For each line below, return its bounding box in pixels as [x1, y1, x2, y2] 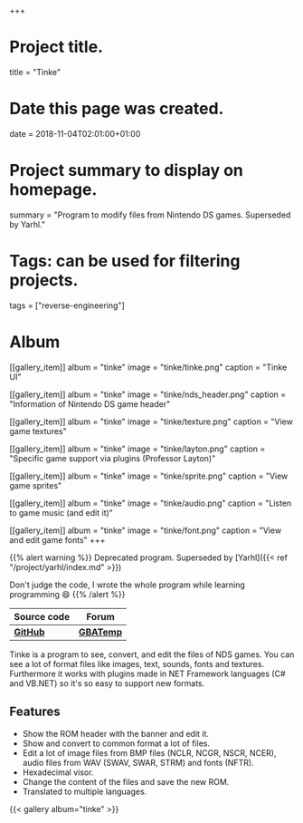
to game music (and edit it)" [9, 507, 113, 518]
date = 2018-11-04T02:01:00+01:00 [9, 128, 141, 139]
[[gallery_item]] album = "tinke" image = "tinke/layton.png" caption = [9, 443, 266, 454]
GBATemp [78, 625, 123, 638]
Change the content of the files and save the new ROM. [22, 776, 230, 787]
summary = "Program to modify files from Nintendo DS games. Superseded [9, 209, 291, 220]
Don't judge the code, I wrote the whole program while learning [9, 579, 246, 590]
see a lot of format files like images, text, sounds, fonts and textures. [9, 658, 265, 669]
